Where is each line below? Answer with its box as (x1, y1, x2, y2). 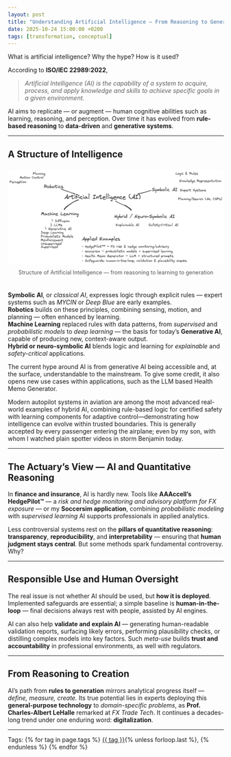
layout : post (8, 11, 45, 18)
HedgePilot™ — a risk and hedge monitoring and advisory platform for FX (8, 498, 217, 506)
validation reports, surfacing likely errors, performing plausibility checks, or (8, 627, 221, 635)
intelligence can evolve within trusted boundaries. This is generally (8, 420, 196, 428)
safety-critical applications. (8, 350, 86, 358)
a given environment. (24, 94, 85, 103)
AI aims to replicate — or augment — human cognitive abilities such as (8, 107, 207, 116)
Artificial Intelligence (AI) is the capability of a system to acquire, (24, 79, 208, 87)
